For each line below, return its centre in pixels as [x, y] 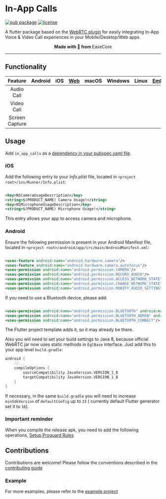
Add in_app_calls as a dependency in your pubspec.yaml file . [68, 153]
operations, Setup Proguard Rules [40, 435]
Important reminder [29, 419]
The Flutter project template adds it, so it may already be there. [69, 330]
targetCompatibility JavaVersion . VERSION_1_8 [71, 377]
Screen [17, 118]
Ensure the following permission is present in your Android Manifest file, [78, 242]
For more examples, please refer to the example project [62, 491]
